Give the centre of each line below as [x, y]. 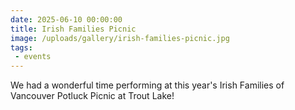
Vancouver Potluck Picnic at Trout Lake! [92, 96]
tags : [21, 47]
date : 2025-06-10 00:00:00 [66, 19]
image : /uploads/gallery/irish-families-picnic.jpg [120, 38]
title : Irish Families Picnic [73, 29]
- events [33, 57]
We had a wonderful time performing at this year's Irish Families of [147, 85]
